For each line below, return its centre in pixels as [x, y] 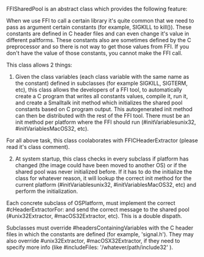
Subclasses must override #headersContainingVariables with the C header [100, 228]
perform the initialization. [46, 191]
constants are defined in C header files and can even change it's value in [98, 34]
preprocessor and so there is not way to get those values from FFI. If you [98, 46]
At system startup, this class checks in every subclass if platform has [102, 159]
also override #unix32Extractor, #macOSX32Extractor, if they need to [93, 241]
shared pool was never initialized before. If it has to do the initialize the [104, 172]
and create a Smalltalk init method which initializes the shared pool [99, 103]
